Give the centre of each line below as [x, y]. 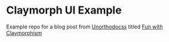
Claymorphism [24, 33]
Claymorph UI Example [64, 10]
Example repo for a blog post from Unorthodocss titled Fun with [84, 27]
